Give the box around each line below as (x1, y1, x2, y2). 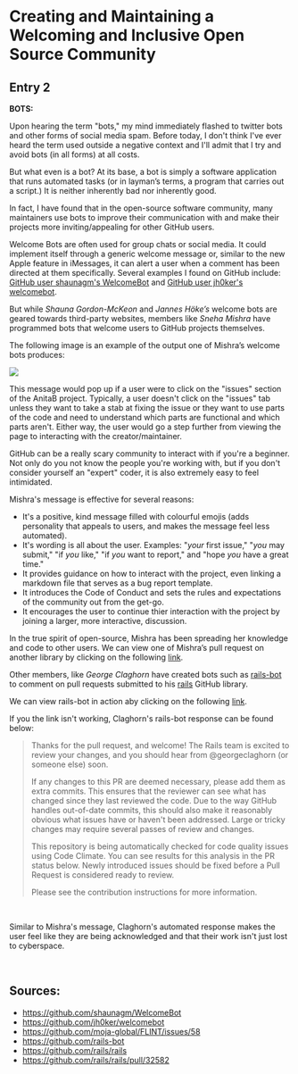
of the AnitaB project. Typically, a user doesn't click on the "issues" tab (9, 393, 270, 404)
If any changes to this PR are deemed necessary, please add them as (30, 777, 286, 787)
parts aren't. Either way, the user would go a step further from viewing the (9, 421, 282, 432)
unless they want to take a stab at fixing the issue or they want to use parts (9, 403, 286, 412)
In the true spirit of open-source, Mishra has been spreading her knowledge (9, 633, 288, 644)
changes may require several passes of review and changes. (30, 824, 255, 834)
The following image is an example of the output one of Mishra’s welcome (9, 340, 281, 350)
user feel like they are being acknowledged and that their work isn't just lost (9, 931, 288, 941)
